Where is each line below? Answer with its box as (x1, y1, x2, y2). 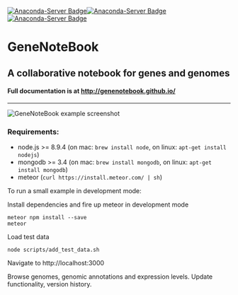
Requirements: (7, 127, 59, 137)
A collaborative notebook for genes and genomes (7, 67, 230, 79)
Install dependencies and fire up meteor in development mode (7, 200, 189, 209)
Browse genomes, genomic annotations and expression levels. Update (7, 272, 213, 281)
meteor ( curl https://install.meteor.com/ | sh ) (17, 173, 163, 182)
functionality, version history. (7, 280, 92, 289)
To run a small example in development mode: (7, 187, 142, 195)
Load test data (7, 233, 50, 241)
